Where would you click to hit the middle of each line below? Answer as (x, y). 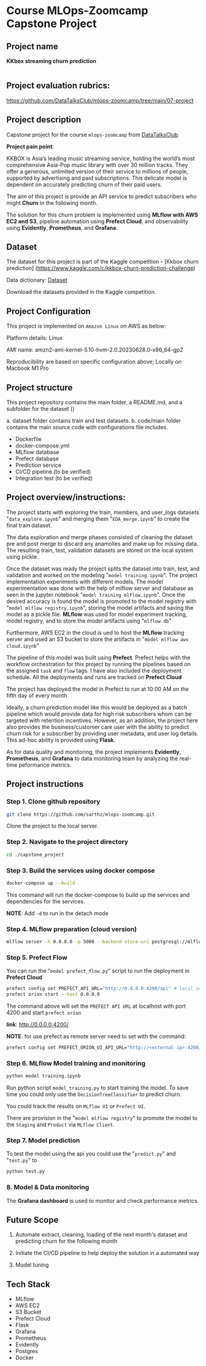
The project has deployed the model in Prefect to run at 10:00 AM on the (97, 689)
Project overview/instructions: (66, 497)
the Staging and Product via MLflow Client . (60, 1125)
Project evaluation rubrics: (58, 86)
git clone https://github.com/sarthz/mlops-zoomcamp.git (81, 814)
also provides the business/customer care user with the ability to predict (98, 727)
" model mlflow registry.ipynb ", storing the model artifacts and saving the (100, 607)
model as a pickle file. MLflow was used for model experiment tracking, (97, 614)
